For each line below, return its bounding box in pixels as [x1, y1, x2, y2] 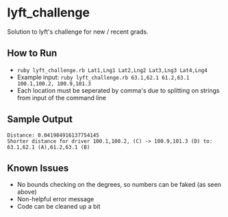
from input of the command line [16, 93, 106, 102]
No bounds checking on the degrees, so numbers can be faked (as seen [16, 181, 221, 189]
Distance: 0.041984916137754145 [7, 132, 99, 139]
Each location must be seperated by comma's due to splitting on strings [16, 86, 220, 94]
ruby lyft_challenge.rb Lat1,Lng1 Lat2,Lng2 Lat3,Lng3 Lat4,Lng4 [16, 67, 207, 73]
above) [16, 187, 38, 196]
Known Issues [7, 162, 69, 174]
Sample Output [7, 113, 73, 125]
